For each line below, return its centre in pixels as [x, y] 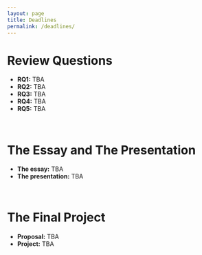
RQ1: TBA [31, 79]
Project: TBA [35, 244]
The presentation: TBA [50, 176]
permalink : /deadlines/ [41, 26]
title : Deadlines [32, 20]
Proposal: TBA [38, 237]
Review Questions [60, 60]
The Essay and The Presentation [101, 150]
